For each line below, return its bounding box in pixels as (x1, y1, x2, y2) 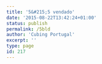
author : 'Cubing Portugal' (6, 32, 75, 38)
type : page (6, 43, 34, 49)
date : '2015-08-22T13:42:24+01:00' (6, 15, 97, 21)
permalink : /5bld (6, 26, 51, 32)
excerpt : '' (6, 37, 37, 43)
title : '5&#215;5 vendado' (6, 9, 75, 15)
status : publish (6, 20, 48, 26)
